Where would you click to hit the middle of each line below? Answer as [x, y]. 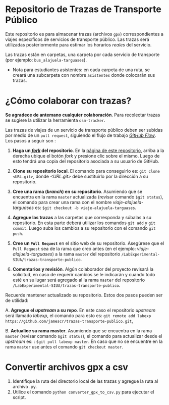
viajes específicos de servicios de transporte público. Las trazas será [77, 39]
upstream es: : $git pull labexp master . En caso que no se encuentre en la [84, 341]
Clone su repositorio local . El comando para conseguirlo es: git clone [86, 171]
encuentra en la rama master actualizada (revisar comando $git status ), [88, 197]
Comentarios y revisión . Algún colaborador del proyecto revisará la [83, 269]
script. [19, 397]
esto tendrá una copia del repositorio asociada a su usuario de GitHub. [86, 161]
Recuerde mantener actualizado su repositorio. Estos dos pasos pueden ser [84, 295]
